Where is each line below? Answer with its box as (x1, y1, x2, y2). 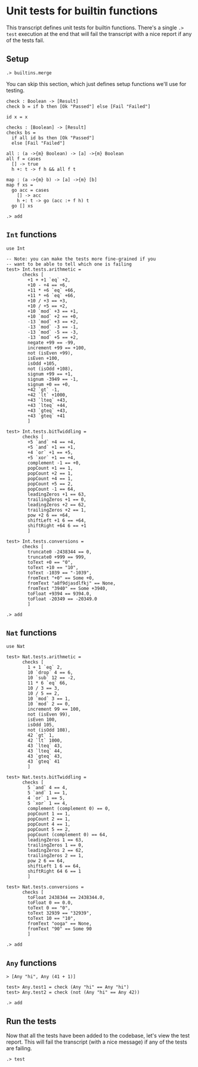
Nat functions (6, 628, 57, 638)
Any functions (6, 958, 57, 968)
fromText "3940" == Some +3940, (27, 585, 109, 591)
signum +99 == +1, (27, 371, 73, 377)
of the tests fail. (6, 36, 45, 44)
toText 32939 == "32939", (27, 910, 92, 916)
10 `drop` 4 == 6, (27, 669, 73, 676)
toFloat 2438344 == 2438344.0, (27, 895, 106, 901)
